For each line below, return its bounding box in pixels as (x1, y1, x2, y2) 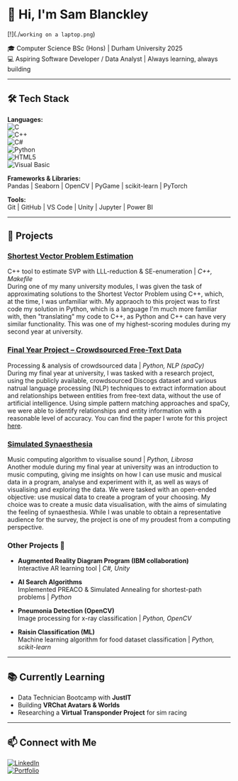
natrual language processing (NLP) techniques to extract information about (7, 384, 227, 392)
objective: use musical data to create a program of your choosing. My (7, 493, 210, 501)
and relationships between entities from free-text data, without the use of (7, 391, 222, 399)
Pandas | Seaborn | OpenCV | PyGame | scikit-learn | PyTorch (7, 181, 188, 190)
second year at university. (7, 327, 83, 336)
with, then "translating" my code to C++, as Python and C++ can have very (7, 312, 227, 321)
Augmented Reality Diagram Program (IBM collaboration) (17, 557, 189, 565)
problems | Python (17, 593, 72, 601)
